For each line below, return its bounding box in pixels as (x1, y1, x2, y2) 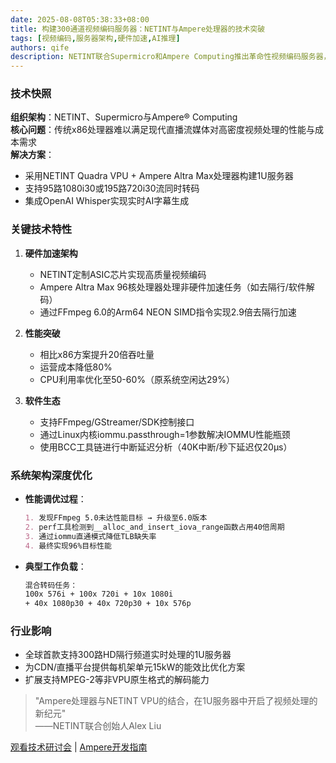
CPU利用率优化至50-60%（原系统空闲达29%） (39, 373, 235, 385)
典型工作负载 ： (24, 560, 87, 572)
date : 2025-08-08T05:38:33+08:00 (10, 14, 150, 25)
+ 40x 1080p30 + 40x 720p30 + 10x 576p (24, 599, 192, 609)
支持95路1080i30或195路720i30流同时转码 (24, 182, 200, 195)
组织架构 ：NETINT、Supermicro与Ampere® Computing (10, 111, 238, 123)
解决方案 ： (10, 149, 55, 161)
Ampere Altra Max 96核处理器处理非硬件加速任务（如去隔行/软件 (39, 281, 307, 293)
